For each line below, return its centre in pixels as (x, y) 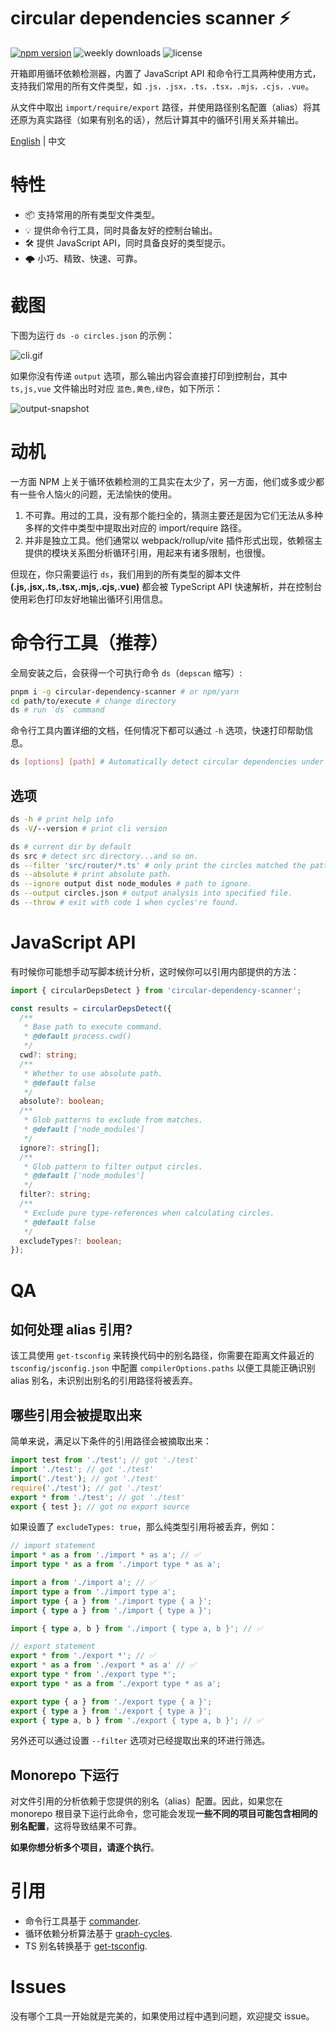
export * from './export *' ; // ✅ (83, 1656)
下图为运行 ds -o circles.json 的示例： (92, 335)
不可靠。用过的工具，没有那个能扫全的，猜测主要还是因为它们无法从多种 (173, 515)
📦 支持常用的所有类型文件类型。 (92, 214)
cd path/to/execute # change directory (93, 701)
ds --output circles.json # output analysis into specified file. (151, 893)
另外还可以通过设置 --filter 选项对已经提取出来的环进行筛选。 (140, 1741)
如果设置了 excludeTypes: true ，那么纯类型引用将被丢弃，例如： (144, 1527)
